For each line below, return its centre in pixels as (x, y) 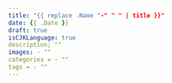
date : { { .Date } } (38, 23)
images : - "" (30, 52)
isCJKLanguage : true (42, 38)
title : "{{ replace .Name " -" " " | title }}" (86, 15)
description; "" (35, 45)
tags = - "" (28, 67)
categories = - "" (38, 60)
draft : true (28, 30)
